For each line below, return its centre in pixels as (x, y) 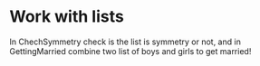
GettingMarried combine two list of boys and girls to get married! (130, 51)
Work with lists (67, 17)
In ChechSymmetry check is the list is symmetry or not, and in (125, 42)
